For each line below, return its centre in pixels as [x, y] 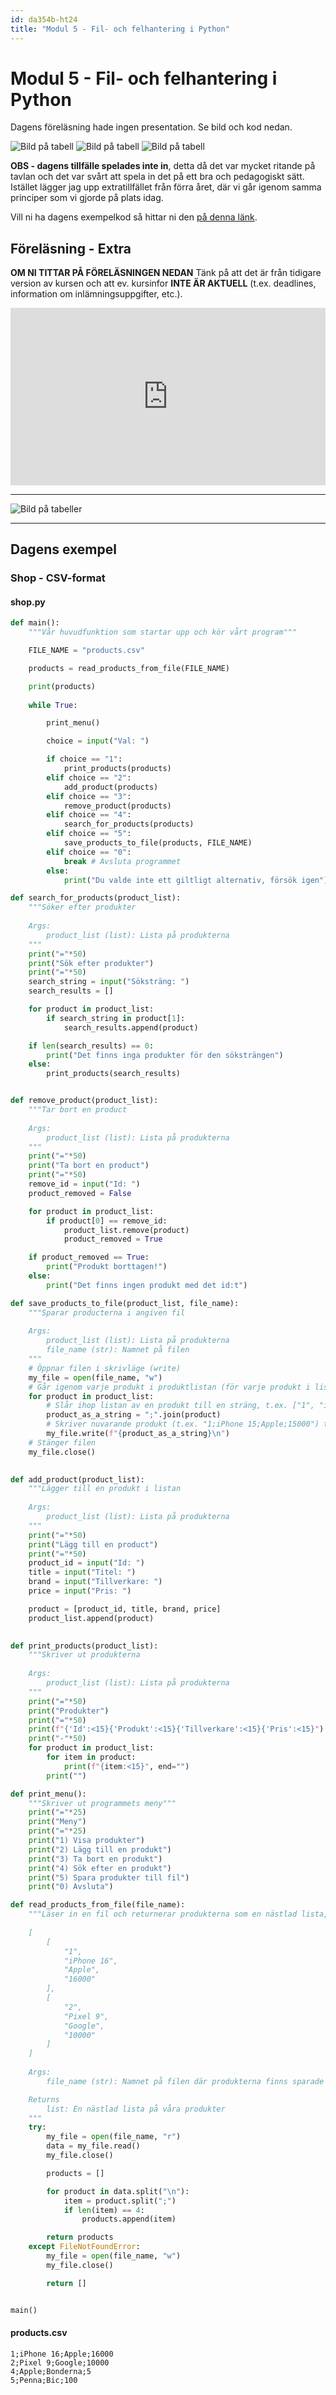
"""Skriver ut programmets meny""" [102, 1803]
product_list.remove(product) [126, 1230]
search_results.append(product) [131, 1027]
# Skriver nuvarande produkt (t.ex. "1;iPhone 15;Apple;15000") [183, 1424]
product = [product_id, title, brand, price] [125, 1609]
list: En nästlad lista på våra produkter [136, 2109]
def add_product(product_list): [77, 1479]
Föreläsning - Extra [71, 248]
